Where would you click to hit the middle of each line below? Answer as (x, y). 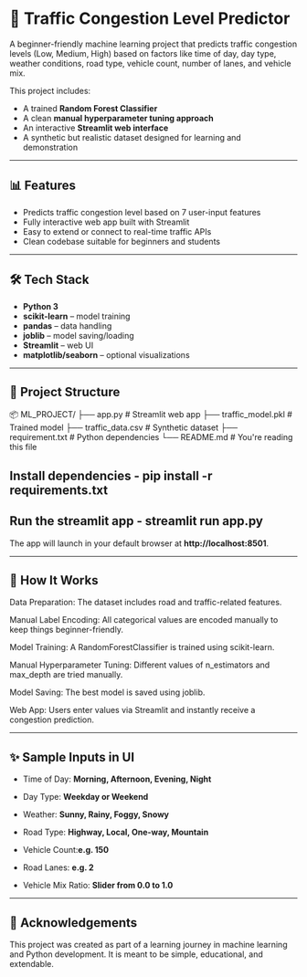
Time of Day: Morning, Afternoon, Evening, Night (117, 779)
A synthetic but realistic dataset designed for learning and (132, 137)
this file (23, 447)
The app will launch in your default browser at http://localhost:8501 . (139, 543)
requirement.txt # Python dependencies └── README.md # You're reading (151, 437)
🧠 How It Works (54, 580)
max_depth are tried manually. (66, 675)
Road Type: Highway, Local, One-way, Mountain (116, 832)
